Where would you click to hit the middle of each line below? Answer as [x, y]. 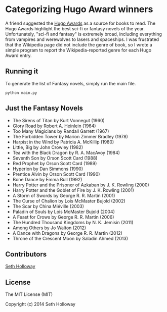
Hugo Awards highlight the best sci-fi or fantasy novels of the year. [75, 28]
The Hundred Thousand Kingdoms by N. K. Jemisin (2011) [73, 222]
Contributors [26, 254]
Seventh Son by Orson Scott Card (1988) [55, 158]
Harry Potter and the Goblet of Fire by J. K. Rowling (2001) [73, 190]
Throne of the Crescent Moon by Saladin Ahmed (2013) [70, 238]
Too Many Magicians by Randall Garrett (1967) [61, 131]
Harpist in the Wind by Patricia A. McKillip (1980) [63, 142]
